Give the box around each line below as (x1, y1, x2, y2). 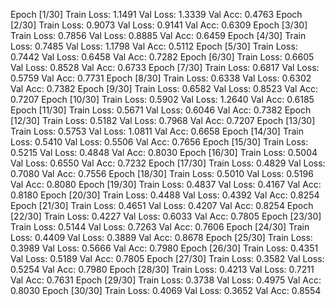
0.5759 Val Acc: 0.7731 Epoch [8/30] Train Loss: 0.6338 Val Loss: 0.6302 (10, 72, 312, 84)
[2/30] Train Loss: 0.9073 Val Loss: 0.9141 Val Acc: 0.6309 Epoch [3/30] (10, 19, 308, 31)
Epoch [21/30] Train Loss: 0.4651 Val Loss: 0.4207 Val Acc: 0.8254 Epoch (10, 200, 314, 211)
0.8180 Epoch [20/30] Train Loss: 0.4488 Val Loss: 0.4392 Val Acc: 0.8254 (10, 189, 320, 201)
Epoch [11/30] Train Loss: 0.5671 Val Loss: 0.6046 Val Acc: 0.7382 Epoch (10, 104, 312, 116)
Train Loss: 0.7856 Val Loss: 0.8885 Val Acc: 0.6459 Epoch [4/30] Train (10, 30, 307, 41)
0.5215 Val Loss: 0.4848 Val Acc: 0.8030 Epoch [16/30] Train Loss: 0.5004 (10, 147, 318, 158)
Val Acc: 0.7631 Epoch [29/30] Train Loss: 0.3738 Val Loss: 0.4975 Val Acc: (10, 274, 322, 286)
